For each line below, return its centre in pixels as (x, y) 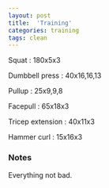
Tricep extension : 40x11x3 (51, 122)
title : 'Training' (40, 23)
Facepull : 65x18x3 (39, 106)
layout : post (30, 15)
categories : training (44, 30)
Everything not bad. (40, 175)
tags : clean (28, 38)
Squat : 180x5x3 (34, 60)
